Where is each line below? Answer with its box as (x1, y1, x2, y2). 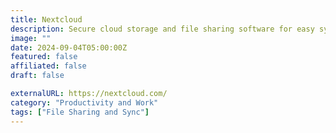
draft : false (10, 71, 65, 81)
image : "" (10, 33, 52, 43)
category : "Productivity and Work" (10, 97, 159, 108)
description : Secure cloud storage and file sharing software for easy (10, 24, 315, 34)
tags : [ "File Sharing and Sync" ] (10, 107, 150, 117)
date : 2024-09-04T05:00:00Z (10, 42, 128, 53)
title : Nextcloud (10, 14, 83, 25)
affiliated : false (10, 61, 87, 71)
